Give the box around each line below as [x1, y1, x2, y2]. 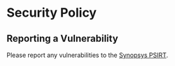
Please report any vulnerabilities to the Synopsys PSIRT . [6, 51, 169, 59]
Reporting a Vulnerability [6, 33, 118, 44]
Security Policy [6, 5, 97, 21]
